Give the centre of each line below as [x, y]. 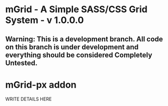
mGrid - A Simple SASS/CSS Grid [76, 9]
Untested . [21, 63]
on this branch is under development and [72, 47]
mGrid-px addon [41, 85]
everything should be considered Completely [79, 55]
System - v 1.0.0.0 [45, 20]
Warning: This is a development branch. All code [84, 39]
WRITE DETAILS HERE [29, 99]
